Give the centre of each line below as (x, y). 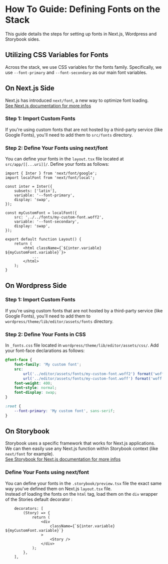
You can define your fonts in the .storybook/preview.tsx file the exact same (83, 483)
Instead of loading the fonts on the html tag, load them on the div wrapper (81, 494)
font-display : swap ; (35, 393)
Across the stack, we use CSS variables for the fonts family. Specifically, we (83, 67)
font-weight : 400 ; (33, 383)
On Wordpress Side (36, 286)
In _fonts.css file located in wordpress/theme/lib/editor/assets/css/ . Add (82, 346)
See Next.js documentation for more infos (48, 105)
